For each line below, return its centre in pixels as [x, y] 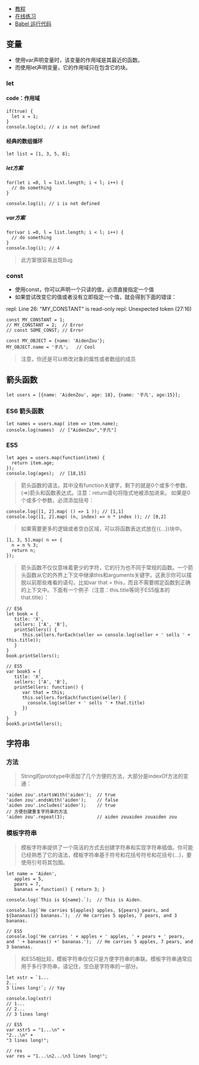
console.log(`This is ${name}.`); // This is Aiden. [74, 900]
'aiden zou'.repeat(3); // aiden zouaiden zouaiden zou [92, 817]
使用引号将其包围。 [44, 862]
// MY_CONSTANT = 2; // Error [45, 325]
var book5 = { [24, 672]
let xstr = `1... [28, 977]
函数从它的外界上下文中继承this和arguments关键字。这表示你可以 [106, 575]
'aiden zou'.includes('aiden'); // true [61, 805]
